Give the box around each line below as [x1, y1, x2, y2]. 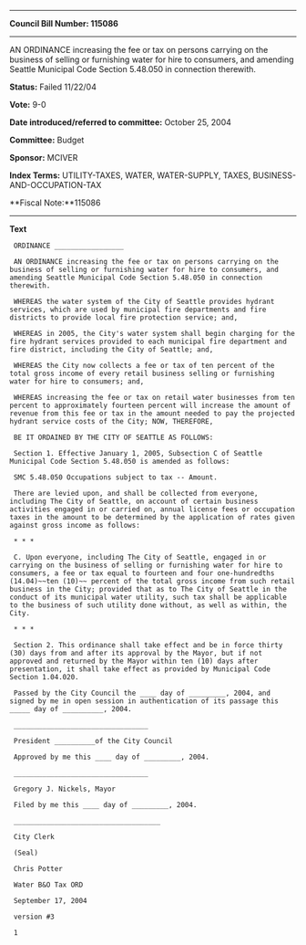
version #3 [13, 912, 55, 921]
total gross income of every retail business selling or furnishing [9, 369, 275, 378]
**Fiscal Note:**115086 [9, 197, 101, 208]
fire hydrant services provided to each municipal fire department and [9, 337, 287, 346]
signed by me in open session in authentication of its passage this [9, 697, 280, 706]
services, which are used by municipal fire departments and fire [9, 305, 267, 314]
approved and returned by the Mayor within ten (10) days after [9, 656, 259, 666]
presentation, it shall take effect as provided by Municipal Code [9, 665, 271, 674]
